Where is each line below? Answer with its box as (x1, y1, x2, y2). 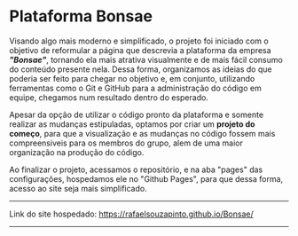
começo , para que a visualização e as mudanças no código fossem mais (9, 128, 276, 138)
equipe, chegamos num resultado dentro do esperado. (9, 91, 208, 103)
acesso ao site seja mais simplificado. (9, 183, 148, 193)
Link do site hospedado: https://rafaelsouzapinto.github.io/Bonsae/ (9, 208, 255, 219)
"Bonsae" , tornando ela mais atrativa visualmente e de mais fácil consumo (9, 54, 284, 65)
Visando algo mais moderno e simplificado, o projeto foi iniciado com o (9, 35, 269, 46)
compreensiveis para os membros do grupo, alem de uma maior (9, 138, 244, 148)
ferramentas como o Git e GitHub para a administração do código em (9, 83, 262, 93)
